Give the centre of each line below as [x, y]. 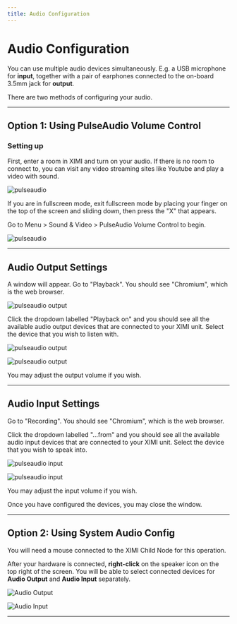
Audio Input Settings [54, 404]
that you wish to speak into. [47, 450]
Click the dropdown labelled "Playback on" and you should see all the [109, 319]
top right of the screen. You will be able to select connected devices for [111, 571]
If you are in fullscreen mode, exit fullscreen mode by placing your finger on [117, 204]
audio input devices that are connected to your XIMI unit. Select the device [116, 442]
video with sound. [33, 176]
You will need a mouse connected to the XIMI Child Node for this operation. [117, 550]
